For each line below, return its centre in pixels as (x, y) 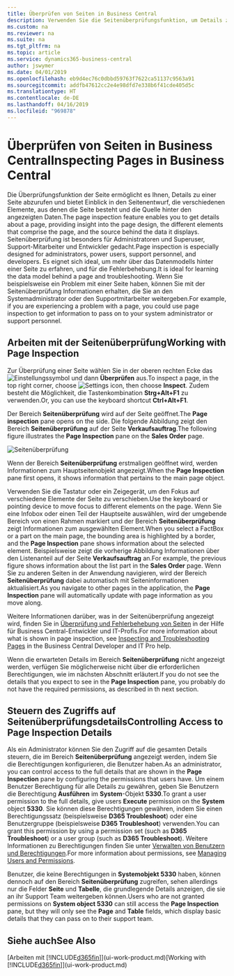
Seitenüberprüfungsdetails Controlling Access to (115, 722)
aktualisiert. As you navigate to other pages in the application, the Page (109, 588)
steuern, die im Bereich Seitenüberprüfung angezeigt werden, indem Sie (112, 757)
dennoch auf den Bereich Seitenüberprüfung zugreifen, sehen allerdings (112, 882)
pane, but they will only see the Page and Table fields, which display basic (114, 911)
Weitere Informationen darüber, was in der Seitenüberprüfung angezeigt (111, 616)
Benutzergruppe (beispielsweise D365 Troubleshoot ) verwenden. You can (114, 824)
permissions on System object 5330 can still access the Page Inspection (113, 904)
